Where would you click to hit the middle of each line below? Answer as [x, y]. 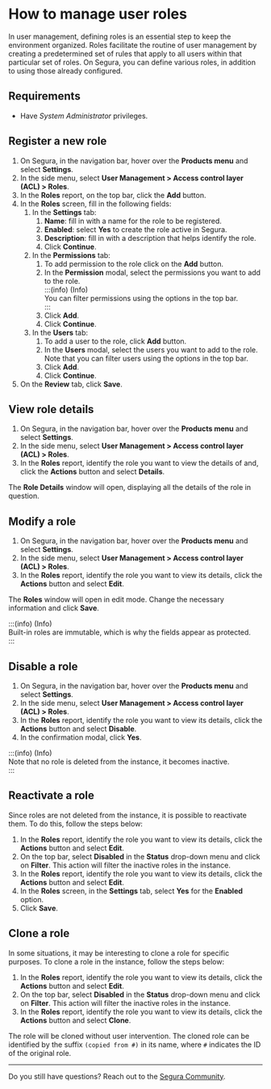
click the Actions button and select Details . [92, 472]
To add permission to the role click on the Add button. [134, 264]
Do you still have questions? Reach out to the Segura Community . [117, 1076]
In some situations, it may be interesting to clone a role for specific [119, 953]
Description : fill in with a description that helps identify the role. [150, 238]
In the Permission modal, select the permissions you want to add [152, 272]
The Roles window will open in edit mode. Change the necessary [116, 600]
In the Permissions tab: [71, 255]
